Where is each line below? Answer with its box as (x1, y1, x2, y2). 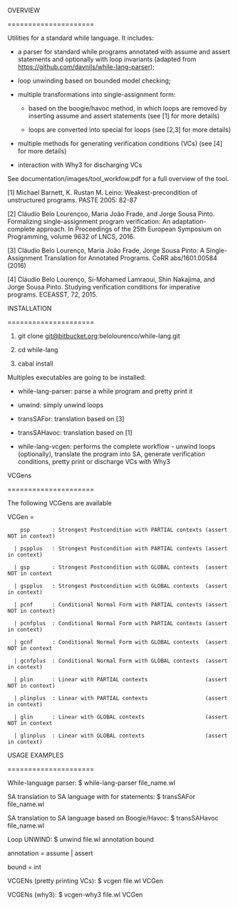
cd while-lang (17, 346, 58, 354)
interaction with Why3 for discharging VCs (17, 160, 143, 169)
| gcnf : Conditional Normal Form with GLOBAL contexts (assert (14, 639, 228, 646)
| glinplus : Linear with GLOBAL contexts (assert (14, 732, 228, 739)
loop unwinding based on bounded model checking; (17, 76, 171, 85)
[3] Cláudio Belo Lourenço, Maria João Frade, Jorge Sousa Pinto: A (7, 246, 205, 254)
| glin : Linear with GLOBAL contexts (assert (14, 714, 228, 721)
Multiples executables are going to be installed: (7, 374, 146, 381)
